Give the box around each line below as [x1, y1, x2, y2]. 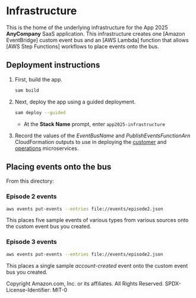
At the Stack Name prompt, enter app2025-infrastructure [23, 120, 165, 127]
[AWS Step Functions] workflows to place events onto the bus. [6, 43, 159, 50]
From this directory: [6, 177, 55, 185]
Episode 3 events [6, 238, 58, 246]
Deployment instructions [6, 60, 100, 70]
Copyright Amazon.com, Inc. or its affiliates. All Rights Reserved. [6, 280, 164, 287]
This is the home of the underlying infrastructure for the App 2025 [6, 24, 168, 31]
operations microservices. [14, 145, 79, 152]
